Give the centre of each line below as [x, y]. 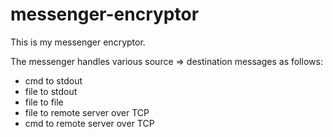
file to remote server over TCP [87, 112]
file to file [44, 102]
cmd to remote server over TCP [89, 123]
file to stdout [51, 91]
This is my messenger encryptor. [78, 42]
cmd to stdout [53, 80]
